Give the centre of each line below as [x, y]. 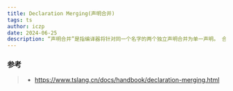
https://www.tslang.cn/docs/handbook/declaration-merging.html [127, 80]
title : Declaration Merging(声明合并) [61, 13]
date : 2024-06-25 [32, 33]
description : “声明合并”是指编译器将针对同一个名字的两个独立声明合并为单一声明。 [113, 39]
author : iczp [26, 26]
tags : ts [20, 20]
